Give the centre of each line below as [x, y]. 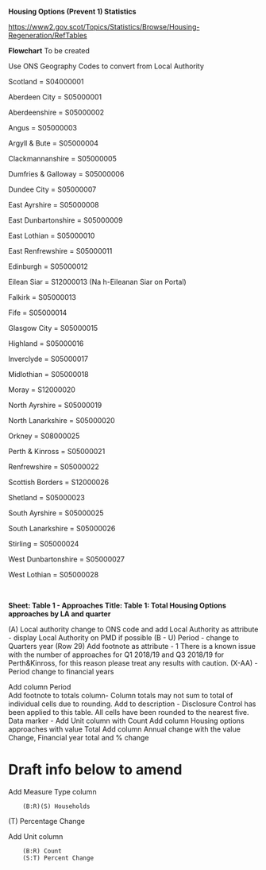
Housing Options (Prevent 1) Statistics [72, 12]
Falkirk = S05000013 [42, 297]
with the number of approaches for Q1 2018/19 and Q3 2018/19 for [116, 654]
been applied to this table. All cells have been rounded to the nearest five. [129, 712]
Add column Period [40, 687]
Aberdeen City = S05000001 [55, 97]
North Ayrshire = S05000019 [55, 405]
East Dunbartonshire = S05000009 [66, 220]
